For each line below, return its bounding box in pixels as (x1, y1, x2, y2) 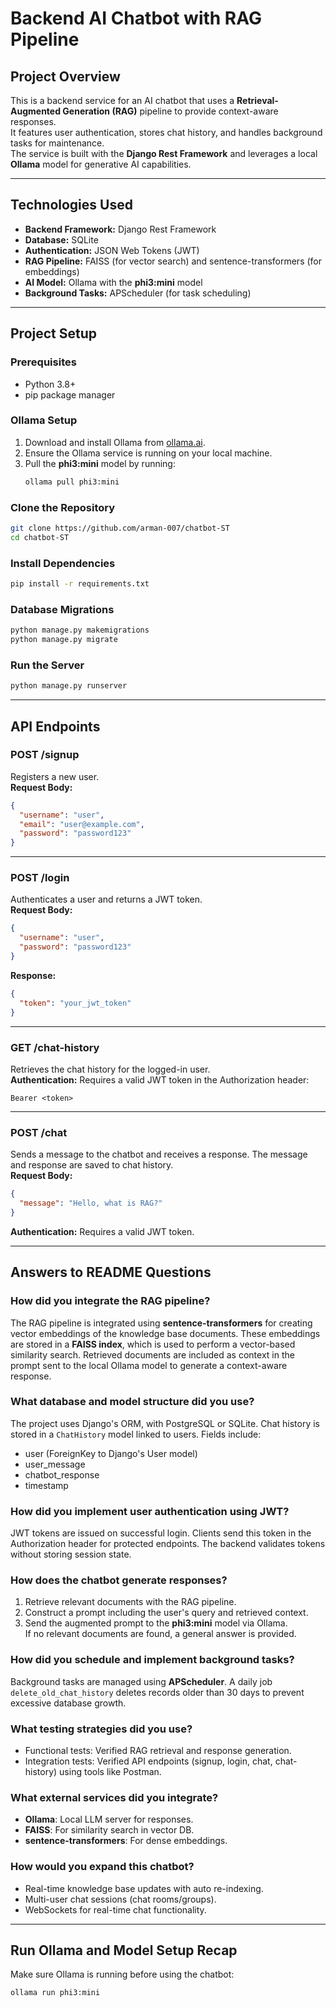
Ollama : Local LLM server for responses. (24, 1813, 194, 1826)
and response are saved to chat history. (10, 1159, 174, 1171)
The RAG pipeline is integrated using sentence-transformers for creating (10, 1317, 313, 1329)
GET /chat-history (10, 1040, 100, 1054)
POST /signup (10, 748, 80, 762)
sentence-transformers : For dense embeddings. (24, 1835, 228, 1847)
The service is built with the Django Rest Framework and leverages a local (10, 148, 318, 159)
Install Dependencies (10, 556, 116, 570)
